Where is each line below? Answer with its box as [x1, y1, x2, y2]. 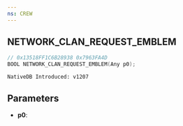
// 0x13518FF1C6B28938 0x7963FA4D [7, 54, 108, 61]
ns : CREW [7, 10, 33, 17]
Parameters [7, 92, 59, 104]
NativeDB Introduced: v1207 [7, 74, 89, 81]
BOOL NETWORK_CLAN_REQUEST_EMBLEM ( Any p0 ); [7, 61, 136, 68]
